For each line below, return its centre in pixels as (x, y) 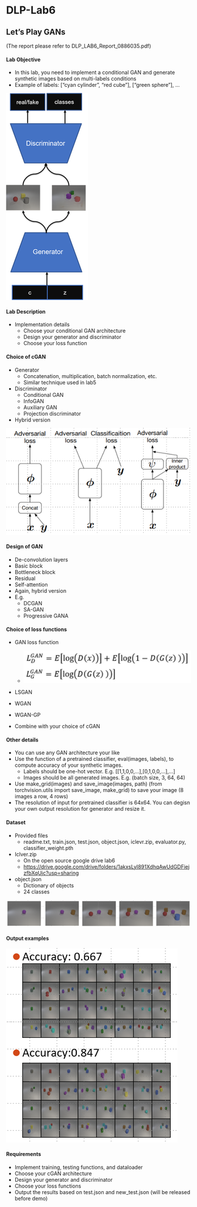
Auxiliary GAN (40, 407)
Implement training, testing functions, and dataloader (79, 1167)
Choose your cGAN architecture (53, 1173)
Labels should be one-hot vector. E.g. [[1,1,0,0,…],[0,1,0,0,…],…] (99, 771)
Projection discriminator (52, 413)
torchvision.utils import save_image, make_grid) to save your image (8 (99, 790)
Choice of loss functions (37, 629)
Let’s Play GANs (36, 32)
